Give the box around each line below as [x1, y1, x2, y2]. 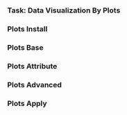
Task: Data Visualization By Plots [7, 6, 121, 15]
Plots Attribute [7, 61, 58, 71]
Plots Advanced [7, 80, 62, 89]
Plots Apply [7, 98, 47, 108]
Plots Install [7, 24, 48, 33]
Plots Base [7, 42, 44, 52]
